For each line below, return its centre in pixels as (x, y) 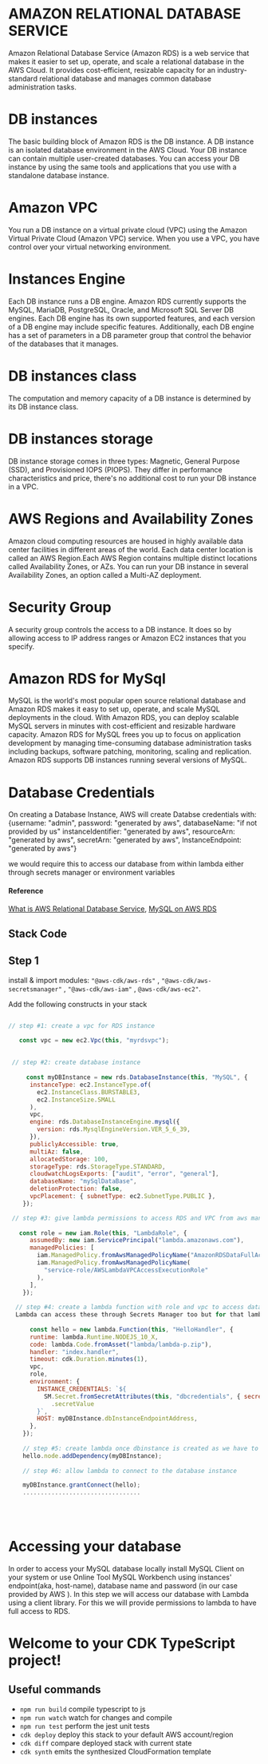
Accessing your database (95, 1547)
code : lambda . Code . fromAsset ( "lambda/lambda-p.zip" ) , (121, 1344)
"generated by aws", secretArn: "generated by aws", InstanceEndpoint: (125, 840)
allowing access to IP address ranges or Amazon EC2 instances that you (127, 638)
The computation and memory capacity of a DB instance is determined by (130, 398)
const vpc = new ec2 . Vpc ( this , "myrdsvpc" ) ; (94, 1040)
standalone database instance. (59, 175)
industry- (232, 70)
